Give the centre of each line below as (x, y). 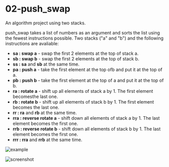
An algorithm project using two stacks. (46, 23)
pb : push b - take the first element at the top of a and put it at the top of (88, 80)
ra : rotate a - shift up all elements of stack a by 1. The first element (83, 91)
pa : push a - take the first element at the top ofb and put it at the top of (87, 70)
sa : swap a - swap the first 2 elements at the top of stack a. (75, 53)
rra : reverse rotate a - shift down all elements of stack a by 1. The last (86, 118)
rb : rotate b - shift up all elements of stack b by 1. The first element (83, 102)
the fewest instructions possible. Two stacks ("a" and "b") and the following (84, 38)
